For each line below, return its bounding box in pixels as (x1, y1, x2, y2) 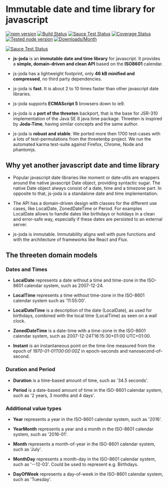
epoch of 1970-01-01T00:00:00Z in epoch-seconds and (12, 348, 128, 354)
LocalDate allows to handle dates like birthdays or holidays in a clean (12, 210, 155, 216)
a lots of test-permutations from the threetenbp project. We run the (12, 136, 151, 142)
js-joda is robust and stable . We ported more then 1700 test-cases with (12, 130, 160, 136)
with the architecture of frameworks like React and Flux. (12, 236, 128, 242)
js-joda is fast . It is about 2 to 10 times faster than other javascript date (12, 85, 159, 91)
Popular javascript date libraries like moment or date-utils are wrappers (12, 174, 159, 180)
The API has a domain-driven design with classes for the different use (12, 200, 157, 206)
